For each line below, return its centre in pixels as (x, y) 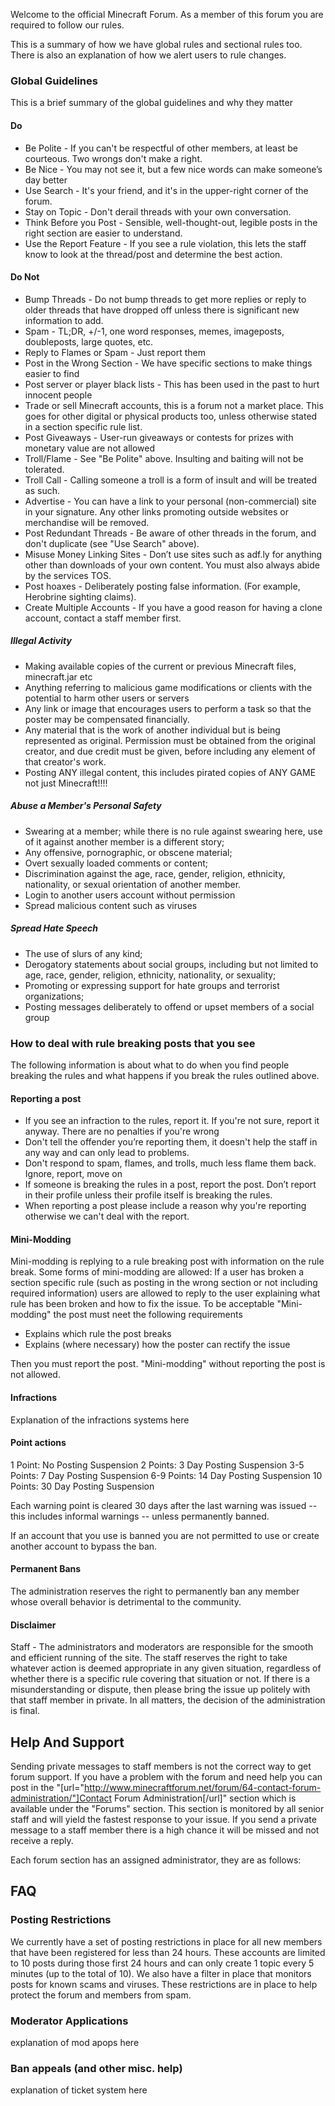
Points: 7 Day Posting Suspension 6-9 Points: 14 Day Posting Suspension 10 (166, 1475)
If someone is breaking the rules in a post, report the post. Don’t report (170, 1185)
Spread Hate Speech (54, 928)
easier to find (52, 373)
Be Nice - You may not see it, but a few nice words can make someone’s (173, 169)
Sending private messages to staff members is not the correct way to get (161, 1766)
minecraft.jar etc (58, 676)
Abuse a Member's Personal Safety (86, 806)
